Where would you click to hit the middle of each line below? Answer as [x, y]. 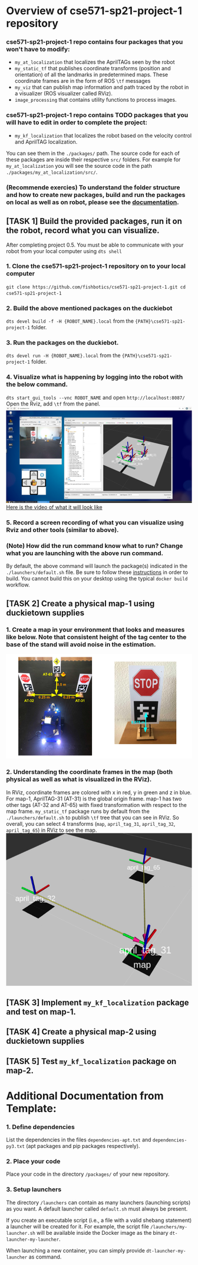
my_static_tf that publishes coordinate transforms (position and [93, 69]
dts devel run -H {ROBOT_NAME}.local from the [63, 355]
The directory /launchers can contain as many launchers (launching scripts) [98, 1202]
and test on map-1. [41, 1012]
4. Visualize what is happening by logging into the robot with [95, 377]
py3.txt [16, 1147]
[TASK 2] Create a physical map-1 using [80, 603]
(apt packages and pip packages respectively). [83, 1146]
